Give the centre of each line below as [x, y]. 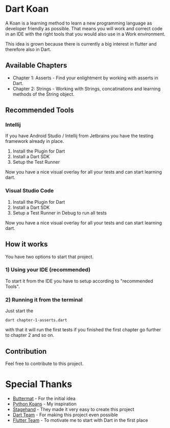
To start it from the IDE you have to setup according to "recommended [79, 281]
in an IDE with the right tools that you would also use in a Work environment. [86, 34]
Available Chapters [36, 65]
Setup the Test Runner [36, 162]
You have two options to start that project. [50, 256]
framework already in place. [35, 141]
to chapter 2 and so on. [30, 335]
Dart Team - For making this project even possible [65, 415]
